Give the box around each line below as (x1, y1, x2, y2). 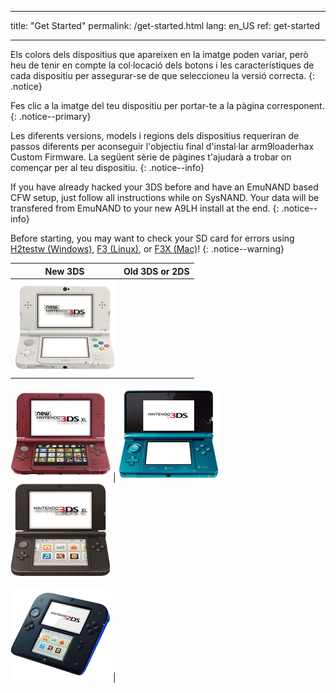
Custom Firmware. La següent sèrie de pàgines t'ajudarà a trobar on (10, 151, 292, 163)
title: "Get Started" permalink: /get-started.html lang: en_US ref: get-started (10, 20, 321, 31)
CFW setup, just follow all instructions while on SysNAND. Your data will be (10, 192, 320, 203)
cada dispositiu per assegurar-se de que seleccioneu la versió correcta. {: (10, 70, 316, 81)
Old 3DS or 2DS (123, 265, 190, 277)
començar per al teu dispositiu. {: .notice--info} (10, 162, 205, 173)
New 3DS (44, 265, 85, 277)
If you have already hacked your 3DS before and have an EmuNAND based (10, 181, 319, 193)
